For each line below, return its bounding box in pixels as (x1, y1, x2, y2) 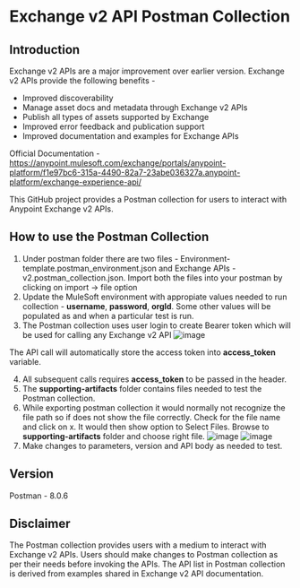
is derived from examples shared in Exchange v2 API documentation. (9, 568, 264, 579)
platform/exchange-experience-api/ (9, 177, 141, 187)
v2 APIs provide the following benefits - (9, 75, 156, 86)
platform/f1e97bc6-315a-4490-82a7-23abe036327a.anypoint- (9, 168, 241, 177)
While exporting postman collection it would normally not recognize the (21, 402, 286, 413)
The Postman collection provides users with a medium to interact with (9, 540, 267, 550)
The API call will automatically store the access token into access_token (9, 347, 276, 358)
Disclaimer (9, 516, 71, 532)
